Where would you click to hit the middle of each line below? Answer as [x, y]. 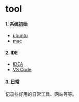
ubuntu [20, 36]
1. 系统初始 [17, 24]
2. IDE [11, 53]
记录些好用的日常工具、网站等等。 [41, 94]
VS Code [22, 69]
